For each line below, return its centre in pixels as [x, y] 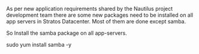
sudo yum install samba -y [39, 45]
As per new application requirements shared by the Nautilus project [90, 9]
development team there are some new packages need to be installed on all [100, 15]
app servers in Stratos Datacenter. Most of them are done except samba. [96, 21]
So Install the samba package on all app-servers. [67, 33]
